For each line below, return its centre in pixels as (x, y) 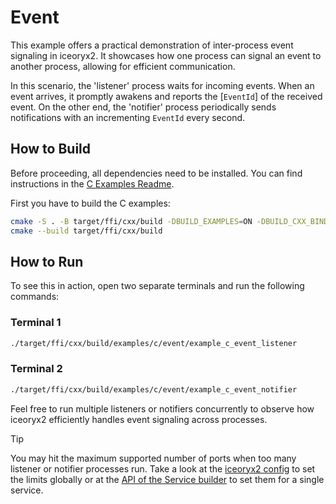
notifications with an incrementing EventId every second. (128, 117)
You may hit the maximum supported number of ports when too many (153, 458)
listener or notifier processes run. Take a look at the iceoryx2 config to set (163, 468)
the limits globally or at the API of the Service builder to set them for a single (167, 479)
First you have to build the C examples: (90, 203)
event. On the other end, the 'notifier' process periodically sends (143, 107)
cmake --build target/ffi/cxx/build (86, 231)
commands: (35, 297)
